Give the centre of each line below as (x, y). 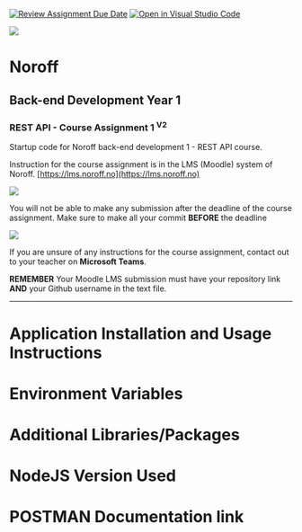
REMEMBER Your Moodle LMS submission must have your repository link (145, 279)
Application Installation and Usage (141, 333)
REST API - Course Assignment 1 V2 (89, 127)
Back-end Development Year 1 (95, 100)
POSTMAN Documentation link (127, 517)
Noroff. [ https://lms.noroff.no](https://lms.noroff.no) (105, 174)
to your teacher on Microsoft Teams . (78, 262)
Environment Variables (96, 393)
